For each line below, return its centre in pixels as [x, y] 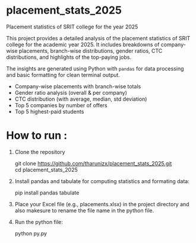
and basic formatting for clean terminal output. [63, 75]
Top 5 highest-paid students [49, 111]
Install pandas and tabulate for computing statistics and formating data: [102, 181]
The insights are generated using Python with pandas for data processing [95, 68]
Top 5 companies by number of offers [61, 105]
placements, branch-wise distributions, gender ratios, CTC [91, 50]
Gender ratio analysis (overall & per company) [71, 92]
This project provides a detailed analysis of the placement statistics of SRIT [98, 38]
